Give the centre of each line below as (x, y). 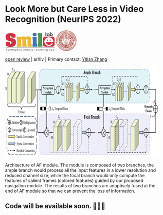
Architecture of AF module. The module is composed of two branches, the (80, 165)
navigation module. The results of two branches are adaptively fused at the (80, 185)
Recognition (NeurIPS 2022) (63, 19)
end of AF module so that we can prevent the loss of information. (70, 191)
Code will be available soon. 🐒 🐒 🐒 (55, 206)
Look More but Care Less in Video (74, 9)
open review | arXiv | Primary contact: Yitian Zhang (56, 59)
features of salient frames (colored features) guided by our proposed (74, 180)
